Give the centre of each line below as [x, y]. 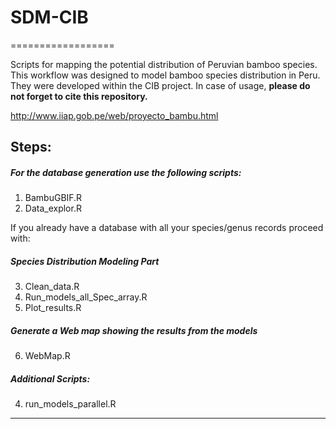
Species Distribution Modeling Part [85, 261]
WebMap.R [47, 356]
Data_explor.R [53, 208]
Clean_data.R [52, 287]
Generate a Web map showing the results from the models [134, 330]
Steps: [31, 147]
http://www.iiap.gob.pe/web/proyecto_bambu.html [114, 115]
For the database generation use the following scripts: [126, 172]
